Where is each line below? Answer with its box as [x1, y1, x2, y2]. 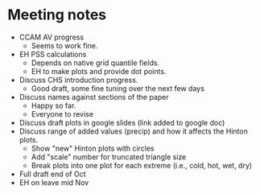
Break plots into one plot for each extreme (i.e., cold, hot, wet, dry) [31, 160, 253, 170]
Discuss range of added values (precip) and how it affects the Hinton [19, 126, 249, 136]
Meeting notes [7, 6, 106, 24]
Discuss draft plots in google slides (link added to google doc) [19, 118, 225, 127]
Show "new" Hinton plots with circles [31, 143, 155, 153]
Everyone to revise [31, 109, 94, 118]
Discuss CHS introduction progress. [19, 75, 138, 85]
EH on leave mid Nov [19, 177, 89, 187]
